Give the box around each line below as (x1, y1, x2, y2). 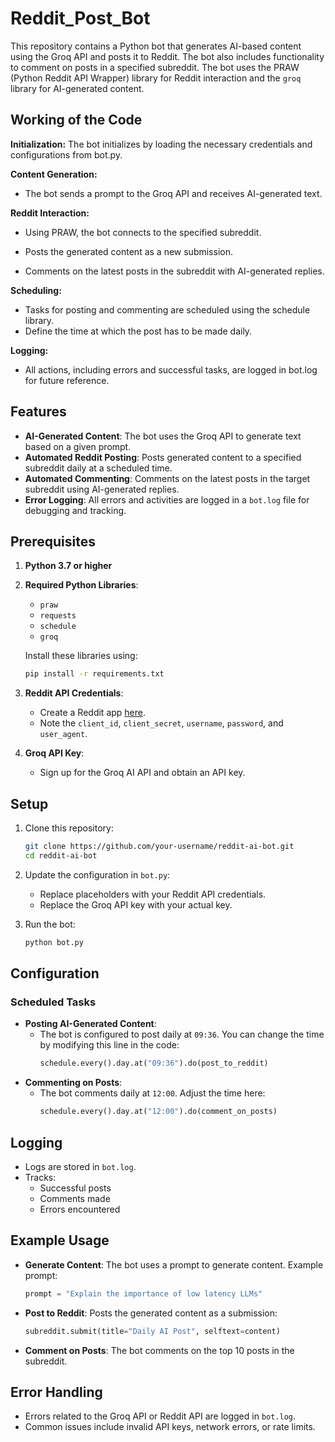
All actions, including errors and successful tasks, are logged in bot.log (24, 363, 318, 376)
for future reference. (24, 374, 110, 386)
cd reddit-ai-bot (24, 850, 98, 861)
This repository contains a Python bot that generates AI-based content (10, 40, 302, 52)
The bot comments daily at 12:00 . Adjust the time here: (39, 1087, 266, 1099)
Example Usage (10, 1232, 110, 1249)
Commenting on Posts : (24, 1077, 123, 1089)
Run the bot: (24, 918, 76, 930)
